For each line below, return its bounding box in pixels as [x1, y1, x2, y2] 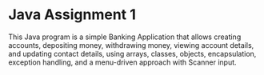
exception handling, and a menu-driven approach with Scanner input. [8, 57, 238, 67]
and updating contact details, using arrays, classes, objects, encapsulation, [8, 49, 257, 58]
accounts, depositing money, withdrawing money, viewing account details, [8, 40, 254, 49]
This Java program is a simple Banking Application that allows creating [8, 32, 242, 41]
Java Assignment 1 [8, 6, 136, 24]
